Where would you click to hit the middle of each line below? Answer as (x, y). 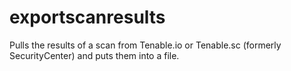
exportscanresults (87, 17)
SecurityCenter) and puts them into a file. (94, 55)
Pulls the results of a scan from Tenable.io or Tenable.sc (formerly (145, 45)
